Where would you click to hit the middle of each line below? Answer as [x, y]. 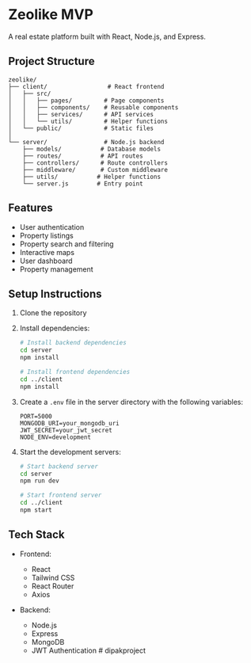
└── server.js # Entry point [83, 184]
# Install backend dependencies [73, 343]
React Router [53, 586]
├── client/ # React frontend [86, 86]
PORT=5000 [36, 416]
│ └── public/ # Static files [81, 128]
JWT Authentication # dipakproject [89, 650]
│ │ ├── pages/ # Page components [86, 101]
